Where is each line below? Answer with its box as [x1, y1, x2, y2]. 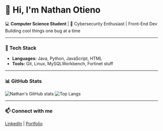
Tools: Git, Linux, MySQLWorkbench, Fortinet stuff [12, 61, 113, 67]
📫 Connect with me [5, 108, 53, 114]
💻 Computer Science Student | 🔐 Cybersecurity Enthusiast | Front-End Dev [5, 20, 158, 26]
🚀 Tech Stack [5, 44, 37, 51]
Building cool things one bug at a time [5, 28, 81, 34]
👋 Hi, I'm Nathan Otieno [5, 4, 101, 16]
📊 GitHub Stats [5, 78, 42, 85]
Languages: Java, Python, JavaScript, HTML [12, 56, 102, 61]
